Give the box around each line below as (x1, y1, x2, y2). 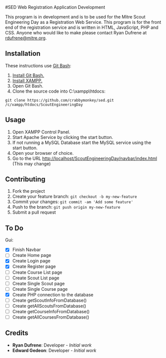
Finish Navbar (12, 246, 41, 253)
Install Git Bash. (12, 72, 45, 78)
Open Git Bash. (12, 83, 44, 89)
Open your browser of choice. (12, 150, 74, 156)
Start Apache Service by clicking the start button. (12, 134, 113, 140)
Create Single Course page (12, 286, 68, 292)
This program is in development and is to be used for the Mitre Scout (5, 14, 146, 19)
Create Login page (12, 258, 51, 264)
